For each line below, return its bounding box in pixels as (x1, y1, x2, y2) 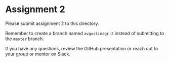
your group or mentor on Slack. (5, 51, 71, 57)
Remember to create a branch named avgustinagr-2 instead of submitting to (5, 30, 164, 36)
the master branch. (5, 36, 45, 42)
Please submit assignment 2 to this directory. (5, 20, 100, 26)
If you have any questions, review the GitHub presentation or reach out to (5, 45, 158, 51)
